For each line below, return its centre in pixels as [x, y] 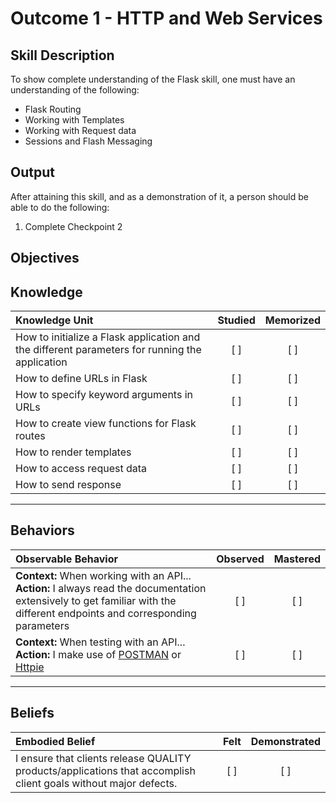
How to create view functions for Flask [106, 424]
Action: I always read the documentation [111, 588]
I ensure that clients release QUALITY [103, 758]
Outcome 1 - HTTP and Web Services [166, 18]
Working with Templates [74, 120]
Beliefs [32, 713]
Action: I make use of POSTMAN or [98, 654]
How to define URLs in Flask [81, 379]
